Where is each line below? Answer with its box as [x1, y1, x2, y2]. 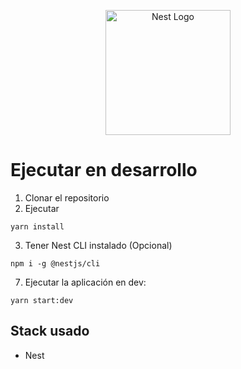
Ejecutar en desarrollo [10, 159, 198, 182]
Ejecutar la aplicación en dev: [24, 276, 147, 288]
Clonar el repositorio [24, 191, 110, 204]
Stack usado [10, 323, 90, 340]
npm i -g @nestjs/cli [10, 258, 101, 269]
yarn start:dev [10, 295, 74, 305]
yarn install [10, 221, 65, 232]
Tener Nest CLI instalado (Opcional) [24, 239, 173, 251]
